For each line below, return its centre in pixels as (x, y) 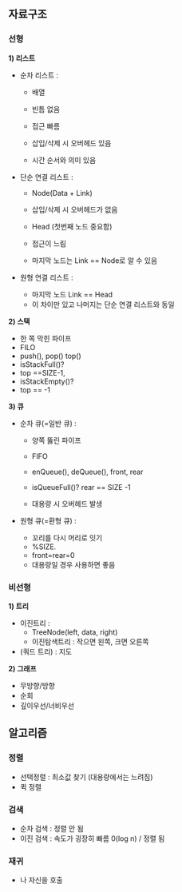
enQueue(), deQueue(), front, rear (87, 472)
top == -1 (35, 389)
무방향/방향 (38, 685)
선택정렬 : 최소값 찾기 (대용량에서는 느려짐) (86, 777)
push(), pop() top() (50, 356)
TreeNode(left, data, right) (75, 632)
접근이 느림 (49, 243)
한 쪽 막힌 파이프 (45, 338)
